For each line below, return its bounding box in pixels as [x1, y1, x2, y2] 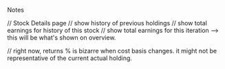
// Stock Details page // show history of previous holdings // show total [7, 19, 208, 27]
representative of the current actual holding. [7, 54, 133, 62]
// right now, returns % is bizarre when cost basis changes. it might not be [7, 47, 217, 55]
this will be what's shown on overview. [7, 33, 116, 42]
